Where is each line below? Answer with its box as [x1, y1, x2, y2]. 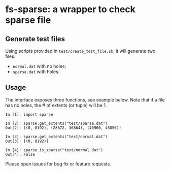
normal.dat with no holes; [12, 63, 66, 69]
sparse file [5, 14, 51, 26]
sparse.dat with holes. [12, 68, 60, 75]
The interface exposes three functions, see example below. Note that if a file [5, 96, 165, 102]
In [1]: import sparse [5, 112, 53, 117]
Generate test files [5, 35, 65, 43]
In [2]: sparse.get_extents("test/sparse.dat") [5, 121, 108, 126]
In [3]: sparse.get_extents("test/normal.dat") [5, 134, 108, 139]
